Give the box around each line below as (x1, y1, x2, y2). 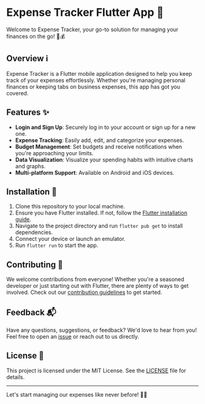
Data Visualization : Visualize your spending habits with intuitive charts (15, 156, 193, 163)
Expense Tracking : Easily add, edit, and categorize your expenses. (15, 136, 184, 144)
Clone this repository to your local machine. (15, 203, 125, 210)
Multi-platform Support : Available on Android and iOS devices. (15, 169, 174, 176)
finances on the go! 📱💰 (6, 32, 65, 40)
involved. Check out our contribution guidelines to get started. (6, 288, 163, 296)
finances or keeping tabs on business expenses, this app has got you (6, 83, 181, 90)
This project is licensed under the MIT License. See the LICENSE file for (6, 367, 187, 374)
